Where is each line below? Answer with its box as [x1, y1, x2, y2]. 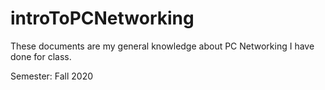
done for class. [10, 50, 72, 62]
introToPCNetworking [10, 7, 195, 30]
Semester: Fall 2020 [10, 70, 94, 82]
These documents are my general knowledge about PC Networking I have [10, 40, 315, 52]
